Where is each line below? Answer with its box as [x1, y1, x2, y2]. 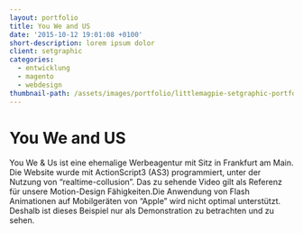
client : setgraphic [9, 47, 83, 56]
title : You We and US [9, 22, 91, 31]
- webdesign [17, 80, 63, 89]
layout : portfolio [9, 13, 78, 23]
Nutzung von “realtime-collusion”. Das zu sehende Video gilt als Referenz [9, 177, 282, 188]
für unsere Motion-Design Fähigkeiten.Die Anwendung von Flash [9, 186, 250, 197]
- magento [17, 72, 54, 81]
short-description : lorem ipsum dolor [9, 38, 155, 48]
